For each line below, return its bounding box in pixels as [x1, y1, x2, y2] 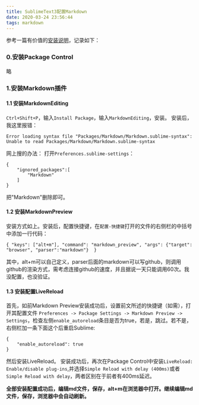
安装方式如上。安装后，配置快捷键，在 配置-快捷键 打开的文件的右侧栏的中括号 [6, 223, 192, 229]
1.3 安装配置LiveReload [6, 287, 64, 295]
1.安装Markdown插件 [6, 84, 67, 92]
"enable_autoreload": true [17, 341, 84, 347]
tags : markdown [6, 20, 44, 26]
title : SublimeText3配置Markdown [6, 8, 87, 15]
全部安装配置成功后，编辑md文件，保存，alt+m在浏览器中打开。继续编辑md [6, 385, 193, 393]
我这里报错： [6, 121, 37, 128]
